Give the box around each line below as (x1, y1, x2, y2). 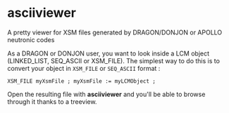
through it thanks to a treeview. (7, 97, 97, 106)
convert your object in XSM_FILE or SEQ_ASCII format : (7, 64, 161, 72)
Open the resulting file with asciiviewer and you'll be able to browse (7, 90, 206, 98)
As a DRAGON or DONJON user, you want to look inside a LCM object (7, 49, 210, 58)
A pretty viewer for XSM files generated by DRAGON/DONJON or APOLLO (7, 28, 223, 36)
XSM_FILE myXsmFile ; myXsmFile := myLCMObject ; (7, 77, 156, 85)
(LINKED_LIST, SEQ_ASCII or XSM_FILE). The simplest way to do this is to (7, 56, 221, 65)
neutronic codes (7, 35, 55, 44)
